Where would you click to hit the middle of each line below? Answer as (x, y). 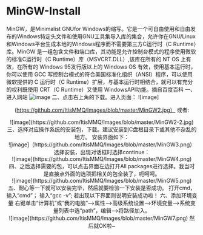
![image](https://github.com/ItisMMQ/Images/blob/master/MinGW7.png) (98, 218)
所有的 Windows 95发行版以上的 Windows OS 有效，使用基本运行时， (109, 66)
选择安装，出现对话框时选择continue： (102, 152)
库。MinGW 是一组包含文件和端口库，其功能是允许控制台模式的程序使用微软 (101, 51)
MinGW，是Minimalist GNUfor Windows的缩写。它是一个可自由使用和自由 (98, 29)
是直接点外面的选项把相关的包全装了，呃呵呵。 (102, 174)
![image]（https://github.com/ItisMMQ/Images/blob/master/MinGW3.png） (102, 145)
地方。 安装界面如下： (102, 137)
